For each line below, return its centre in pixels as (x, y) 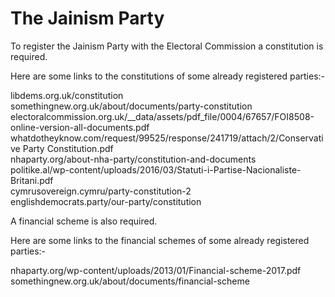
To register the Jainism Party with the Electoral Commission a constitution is (167, 46)
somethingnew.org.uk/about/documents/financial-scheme (130, 281)
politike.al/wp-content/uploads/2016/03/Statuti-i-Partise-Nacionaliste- (156, 169)
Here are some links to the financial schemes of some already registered (160, 240)
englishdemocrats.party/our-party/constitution (106, 201)
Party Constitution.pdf (68, 148)
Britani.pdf (32, 180)
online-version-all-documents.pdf (80, 127)
